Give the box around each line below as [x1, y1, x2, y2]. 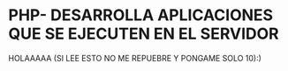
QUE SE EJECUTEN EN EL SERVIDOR [8, 24, 279, 44]
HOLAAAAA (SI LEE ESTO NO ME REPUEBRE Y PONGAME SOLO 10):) [8, 53, 262, 63]
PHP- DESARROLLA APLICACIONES [8, 5, 274, 25]
